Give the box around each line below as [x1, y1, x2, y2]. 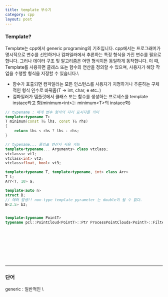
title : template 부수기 [5, 7, 51, 13]
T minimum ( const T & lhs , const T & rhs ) [5, 119, 88, 124]
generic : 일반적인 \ [5, 286, 44, 292]
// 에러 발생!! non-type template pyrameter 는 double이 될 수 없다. [5, 197, 142, 202]
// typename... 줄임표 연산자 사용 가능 [5, 142, 80, 147]
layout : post [5, 17, 32, 22]
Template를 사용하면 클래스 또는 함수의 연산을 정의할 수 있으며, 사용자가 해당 [5, 64, 155, 70]
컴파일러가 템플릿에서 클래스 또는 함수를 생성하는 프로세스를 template [12, 93, 148, 99]
